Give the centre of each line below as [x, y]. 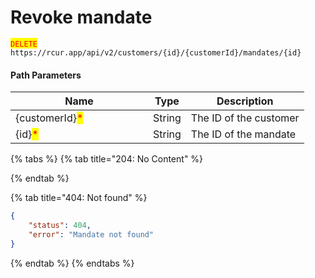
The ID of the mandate [243, 134]
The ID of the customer [245, 118]
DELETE [24, 44]
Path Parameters [46, 75]
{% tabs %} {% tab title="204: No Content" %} [107, 159]
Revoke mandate [81, 17]
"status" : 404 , [60, 226]
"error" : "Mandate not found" [91, 234]
